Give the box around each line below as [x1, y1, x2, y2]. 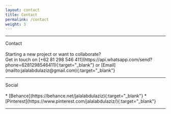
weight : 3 [5, 21, 26, 27]
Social [5, 82, 19, 88]
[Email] [101, 62, 116, 68]
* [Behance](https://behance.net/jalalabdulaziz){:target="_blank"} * [5, 93, 147, 99]
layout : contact [5, 7, 40, 13]
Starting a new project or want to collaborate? [5, 51, 101, 58]
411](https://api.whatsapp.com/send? [74, 56, 153, 63]
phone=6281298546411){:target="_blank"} [5, 62, 95, 68]
